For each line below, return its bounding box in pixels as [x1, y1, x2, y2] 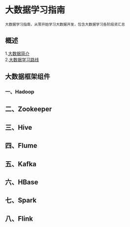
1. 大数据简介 [5, 50, 30, 57]
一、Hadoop [5, 88, 35, 95]
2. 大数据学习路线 [5, 57, 39, 62]
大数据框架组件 [5, 72, 50, 81]
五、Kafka [5, 160, 37, 168]
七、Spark [5, 196, 37, 204]
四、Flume [5, 142, 38, 150]
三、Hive [5, 123, 33, 132]
